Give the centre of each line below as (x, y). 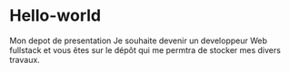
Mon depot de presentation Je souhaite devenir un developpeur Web (139, 40)
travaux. (25, 59)
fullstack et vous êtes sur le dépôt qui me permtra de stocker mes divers (145, 49)
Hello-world (55, 16)
